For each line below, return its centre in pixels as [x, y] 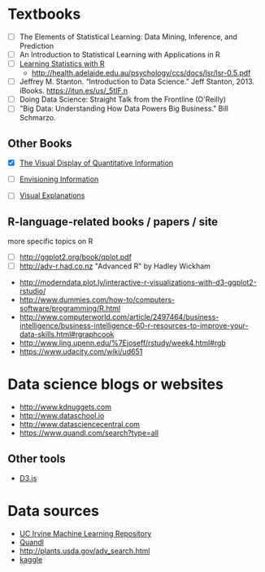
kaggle [31, 559]
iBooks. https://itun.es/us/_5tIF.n [74, 91]
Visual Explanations [52, 195]
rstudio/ [33, 291]
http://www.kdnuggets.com [65, 407]
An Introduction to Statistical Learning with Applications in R [119, 55]
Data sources [53, 511]
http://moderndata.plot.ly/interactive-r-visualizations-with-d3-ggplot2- [138, 282]
